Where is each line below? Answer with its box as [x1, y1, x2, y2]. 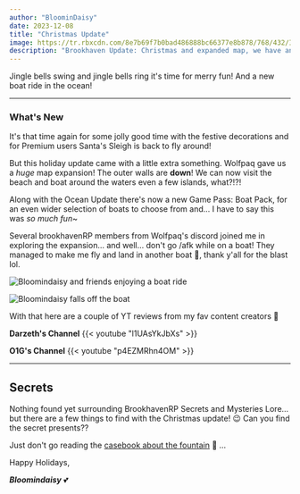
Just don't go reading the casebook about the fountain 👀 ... [9, 440, 227, 451]
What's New [9, 111, 64, 123]
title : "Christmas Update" [9, 29, 110, 38]
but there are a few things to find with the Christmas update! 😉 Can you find [9, 413, 290, 424]
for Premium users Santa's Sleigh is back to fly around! [9, 140, 212, 152]
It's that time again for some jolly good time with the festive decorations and [9, 131, 289, 142]
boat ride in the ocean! [9, 80, 93, 91]
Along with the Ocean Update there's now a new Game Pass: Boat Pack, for [9, 194, 287, 205]
